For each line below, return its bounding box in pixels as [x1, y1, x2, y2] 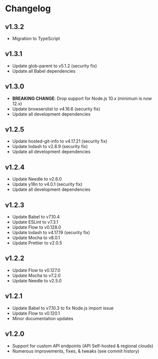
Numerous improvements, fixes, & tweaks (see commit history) [12, 348, 140, 354]
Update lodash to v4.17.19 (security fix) [12, 230, 90, 236]
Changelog [5, 3, 51, 14]
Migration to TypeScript [12, 35, 60, 41]
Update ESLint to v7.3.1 [12, 219, 58, 225]
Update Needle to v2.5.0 [12, 277, 62, 283]
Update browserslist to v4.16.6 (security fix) [12, 106, 101, 112]
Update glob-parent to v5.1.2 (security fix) [12, 62, 97, 69]
